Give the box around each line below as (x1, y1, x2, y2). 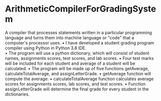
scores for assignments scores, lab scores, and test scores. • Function (5, 81, 146, 87)
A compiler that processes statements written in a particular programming (5, 29, 152, 35)
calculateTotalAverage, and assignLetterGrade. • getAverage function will (5, 71, 151, 76)
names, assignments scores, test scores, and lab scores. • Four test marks (5, 55, 154, 61)
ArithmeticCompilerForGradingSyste (5, 3, 156, 14)
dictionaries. (5, 91, 30, 97)
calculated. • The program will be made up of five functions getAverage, (5, 65, 149, 71)
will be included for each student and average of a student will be (5, 60, 135, 66)
